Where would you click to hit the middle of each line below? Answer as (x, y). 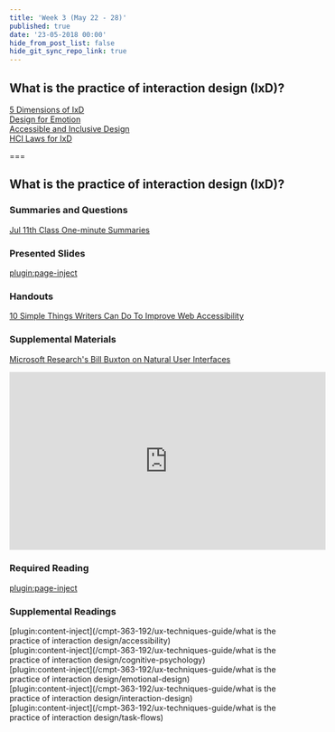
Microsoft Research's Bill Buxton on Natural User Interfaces (120, 359)
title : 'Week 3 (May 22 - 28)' (68, 18)
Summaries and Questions (69, 211)
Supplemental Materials (63, 340)
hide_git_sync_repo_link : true (68, 52)
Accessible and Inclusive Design (70, 128)
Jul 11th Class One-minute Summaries (80, 230)
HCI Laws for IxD (41, 138)
